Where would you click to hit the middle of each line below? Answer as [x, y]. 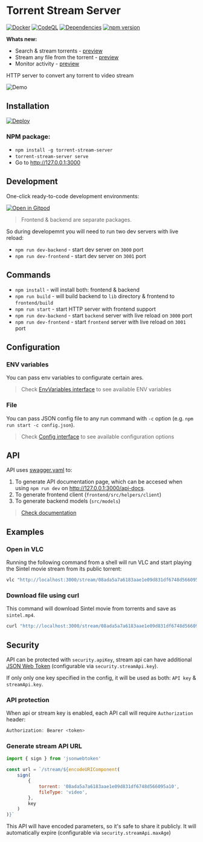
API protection [28, 700]
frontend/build [34, 303]
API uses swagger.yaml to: [39, 470]
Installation [28, 106]
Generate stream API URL [44, 746]
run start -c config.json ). [40, 425]
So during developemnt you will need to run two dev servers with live [92, 231]
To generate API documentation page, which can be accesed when [99, 482]
